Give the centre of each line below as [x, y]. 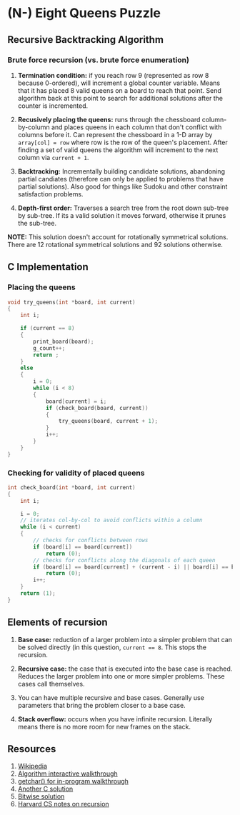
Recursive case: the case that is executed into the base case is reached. [125, 669]
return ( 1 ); [38, 594]
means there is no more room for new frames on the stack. [104, 726]
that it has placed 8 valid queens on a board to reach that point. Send [119, 90]
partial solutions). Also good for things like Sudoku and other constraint [122, 186]
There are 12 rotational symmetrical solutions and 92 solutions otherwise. [115, 244]
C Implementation [48, 267]
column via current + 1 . [53, 157]
